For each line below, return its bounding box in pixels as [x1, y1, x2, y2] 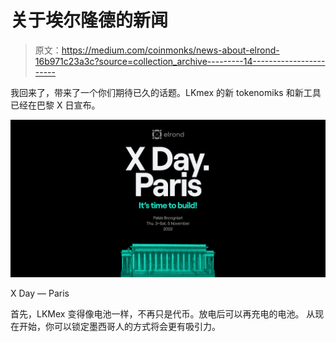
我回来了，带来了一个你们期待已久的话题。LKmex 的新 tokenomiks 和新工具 [10, 86, 322, 98]
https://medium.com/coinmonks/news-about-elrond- [61, 44, 280, 56]
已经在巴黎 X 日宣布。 [10, 99, 101, 111]
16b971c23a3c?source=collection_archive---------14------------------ [34, 55, 326, 67]
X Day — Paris [10, 287, 70, 299]
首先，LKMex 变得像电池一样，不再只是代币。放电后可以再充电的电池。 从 [10, 307, 316, 320]
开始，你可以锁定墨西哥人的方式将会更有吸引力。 [18, 320, 221, 332]
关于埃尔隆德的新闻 [10, 9, 169, 32]
